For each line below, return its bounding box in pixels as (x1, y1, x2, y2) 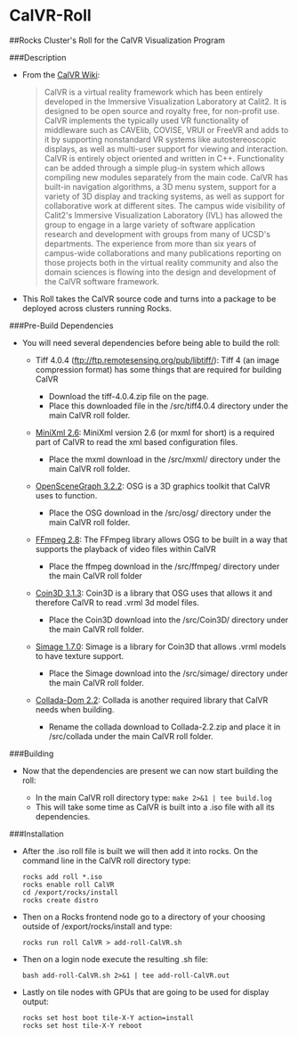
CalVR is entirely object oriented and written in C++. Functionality (44, 152, 285, 163)
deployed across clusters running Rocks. (21, 302, 172, 313)
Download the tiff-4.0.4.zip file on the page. (48, 391, 209, 401)
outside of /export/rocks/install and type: (21, 920, 173, 932)
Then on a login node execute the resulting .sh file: (21, 953, 209, 964)
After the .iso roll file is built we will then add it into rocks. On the (21, 845, 259, 856)
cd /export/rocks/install (21, 888, 118, 897)
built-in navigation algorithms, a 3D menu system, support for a (44, 181, 277, 192)
